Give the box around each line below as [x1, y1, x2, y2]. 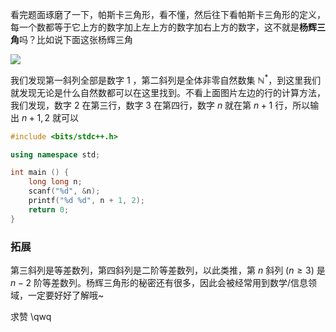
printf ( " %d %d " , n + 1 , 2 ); [28, 196, 145, 206]
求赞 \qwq [10, 310, 52, 322]
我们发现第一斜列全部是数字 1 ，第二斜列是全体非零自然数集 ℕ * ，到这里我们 [10, 73, 322, 86]
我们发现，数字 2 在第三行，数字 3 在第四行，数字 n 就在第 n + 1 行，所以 [10, 99, 311, 111]
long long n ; [28, 177, 83, 187]
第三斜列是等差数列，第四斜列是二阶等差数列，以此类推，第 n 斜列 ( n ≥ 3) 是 [10, 264, 326, 276]
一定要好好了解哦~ [27, 289, 105, 301]
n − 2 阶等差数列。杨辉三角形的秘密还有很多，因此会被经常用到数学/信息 [10, 276, 309, 288]
